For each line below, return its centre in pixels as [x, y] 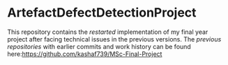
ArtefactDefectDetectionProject [102, 13]
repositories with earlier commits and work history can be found [99, 46]
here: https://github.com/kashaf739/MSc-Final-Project [85, 54]
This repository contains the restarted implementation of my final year [108, 32]
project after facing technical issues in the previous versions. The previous [114, 39]
